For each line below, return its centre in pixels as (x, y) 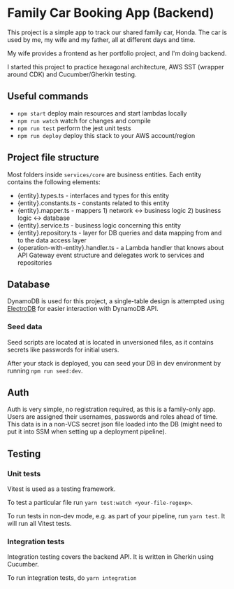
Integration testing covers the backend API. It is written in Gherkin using (111, 557)
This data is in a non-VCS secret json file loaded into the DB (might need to (115, 424)
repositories (35, 262)
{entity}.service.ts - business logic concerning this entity (99, 225)
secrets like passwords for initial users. (63, 349)
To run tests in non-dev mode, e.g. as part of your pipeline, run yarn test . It (116, 516)
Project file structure (53, 158)
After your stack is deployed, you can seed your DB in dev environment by (114, 363)
